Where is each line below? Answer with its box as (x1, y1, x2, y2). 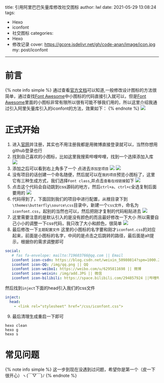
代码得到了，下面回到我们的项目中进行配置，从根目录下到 (12, 196, 128, 202)
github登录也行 (12, 147, 42, 153)
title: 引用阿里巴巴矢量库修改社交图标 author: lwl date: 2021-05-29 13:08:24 (5, 4, 157, 10)
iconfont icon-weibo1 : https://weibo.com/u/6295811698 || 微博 (11, 266, 142, 272)
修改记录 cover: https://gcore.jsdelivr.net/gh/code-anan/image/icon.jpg (12, 41, 155, 47)
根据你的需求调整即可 (20, 239, 64, 244)
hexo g (5, 327, 19, 332)
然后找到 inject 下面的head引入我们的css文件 (5, 285, 95, 291)
